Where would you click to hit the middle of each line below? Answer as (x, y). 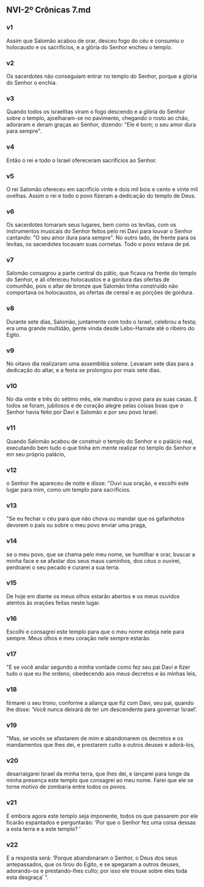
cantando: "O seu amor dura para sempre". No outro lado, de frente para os (101, 238)
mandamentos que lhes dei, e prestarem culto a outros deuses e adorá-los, (101, 745)
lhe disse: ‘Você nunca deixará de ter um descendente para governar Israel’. (102, 709)
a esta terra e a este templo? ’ (44, 829)
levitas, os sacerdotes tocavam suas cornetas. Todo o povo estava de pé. (99, 244)
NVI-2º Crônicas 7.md (49, 10)
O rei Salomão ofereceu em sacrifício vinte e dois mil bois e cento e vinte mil (102, 189)
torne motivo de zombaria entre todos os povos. (67, 787)
